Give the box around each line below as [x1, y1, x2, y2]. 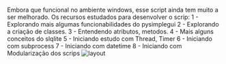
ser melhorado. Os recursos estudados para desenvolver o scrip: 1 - [7, 13, 199, 21]
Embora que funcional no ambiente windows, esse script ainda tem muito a [7, 6, 218, 14]
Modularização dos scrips [7, 49, 81, 57]
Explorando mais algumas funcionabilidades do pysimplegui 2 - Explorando [7, 20, 220, 28]
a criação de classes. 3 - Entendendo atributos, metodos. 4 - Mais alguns [7, 27, 214, 35]
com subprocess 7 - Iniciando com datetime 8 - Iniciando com [7, 42, 182, 50]
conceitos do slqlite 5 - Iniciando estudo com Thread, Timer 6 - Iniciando [7, 35, 213, 43]
